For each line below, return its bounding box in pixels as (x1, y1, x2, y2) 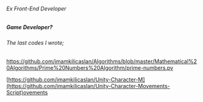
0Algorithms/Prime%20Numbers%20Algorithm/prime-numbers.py (6, 64, 174, 72)
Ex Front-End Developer (6, 5, 66, 12)
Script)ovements (6, 89, 48, 97)
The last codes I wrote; (6, 39, 64, 46)
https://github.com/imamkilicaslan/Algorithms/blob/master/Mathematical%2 (6, 58, 197, 65)
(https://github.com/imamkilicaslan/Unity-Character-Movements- (6, 83, 171, 90)
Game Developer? (6, 24, 53, 31)
